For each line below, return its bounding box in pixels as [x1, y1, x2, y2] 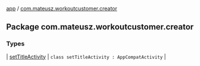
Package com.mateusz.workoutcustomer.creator [6, 22, 194, 32]
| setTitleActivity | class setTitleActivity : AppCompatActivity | [6, 53, 166, 60]
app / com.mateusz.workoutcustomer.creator [6, 5, 118, 12]
